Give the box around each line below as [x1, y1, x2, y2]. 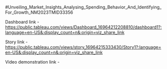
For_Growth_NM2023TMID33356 [5, 9, 74, 15]
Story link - [5, 39, 28, 45]
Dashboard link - [5, 19, 40, 25]
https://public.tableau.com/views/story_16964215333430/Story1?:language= [5, 44, 162, 50]
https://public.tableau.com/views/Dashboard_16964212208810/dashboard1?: [5, 24, 162, 30]
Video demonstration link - [5, 59, 60, 65]
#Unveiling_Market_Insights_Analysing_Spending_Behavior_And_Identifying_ [5, 4, 162, 10]
